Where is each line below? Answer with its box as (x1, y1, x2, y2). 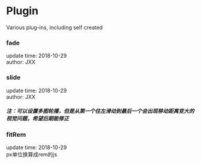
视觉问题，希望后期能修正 (6, 115, 69, 122)
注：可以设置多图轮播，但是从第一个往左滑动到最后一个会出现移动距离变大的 (6, 108, 194, 115)
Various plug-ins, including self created (6, 24, 103, 31)
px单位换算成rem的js (6, 150, 58, 158)
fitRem (6, 130, 26, 138)
